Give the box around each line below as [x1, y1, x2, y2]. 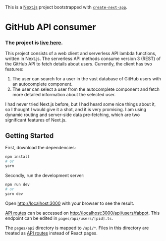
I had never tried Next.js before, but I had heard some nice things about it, [5, 101, 156, 107]
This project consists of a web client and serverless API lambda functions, [5, 51, 157, 57]
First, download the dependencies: [5, 145, 76, 151]
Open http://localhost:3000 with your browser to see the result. [5, 200, 135, 206]
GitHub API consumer [5, 22, 96, 33]
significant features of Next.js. [5, 117, 67, 123]
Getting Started [5, 131, 54, 140]
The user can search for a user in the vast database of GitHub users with [12, 76, 161, 82]
